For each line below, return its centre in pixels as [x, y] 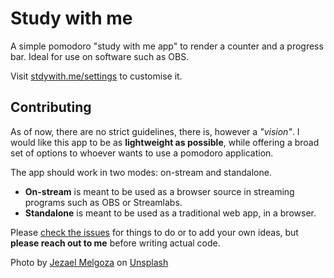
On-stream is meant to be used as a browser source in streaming [159, 191]
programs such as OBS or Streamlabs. [103, 202]
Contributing [51, 107]
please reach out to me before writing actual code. [115, 243]
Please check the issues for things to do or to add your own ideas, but [154, 232]
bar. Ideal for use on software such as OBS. [100, 56]
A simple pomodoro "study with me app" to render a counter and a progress [167, 46]
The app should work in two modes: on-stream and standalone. [141, 172]
